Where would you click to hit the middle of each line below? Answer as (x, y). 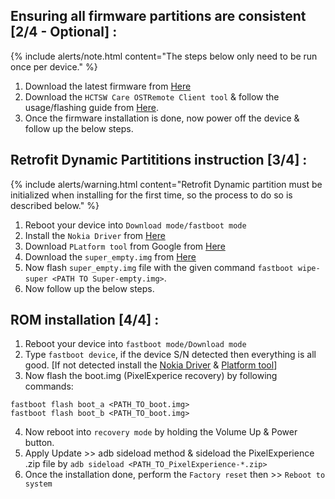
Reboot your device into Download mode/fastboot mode (135, 225)
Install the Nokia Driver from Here (95, 235)
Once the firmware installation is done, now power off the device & (162, 118)
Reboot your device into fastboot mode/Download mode (135, 344)
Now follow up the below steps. (89, 288)
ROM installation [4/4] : (85, 320)
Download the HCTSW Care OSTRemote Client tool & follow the (152, 96)
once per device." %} (54, 66)
